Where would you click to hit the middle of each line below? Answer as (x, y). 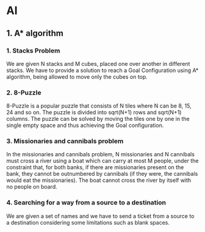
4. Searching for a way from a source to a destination (86, 203)
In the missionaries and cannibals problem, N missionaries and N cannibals (101, 154)
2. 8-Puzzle (24, 92)
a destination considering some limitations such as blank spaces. (88, 222)
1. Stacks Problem (33, 51)
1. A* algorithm (35, 33)
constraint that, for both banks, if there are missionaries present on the (95, 167)
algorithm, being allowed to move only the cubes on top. (77, 76)
